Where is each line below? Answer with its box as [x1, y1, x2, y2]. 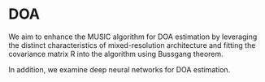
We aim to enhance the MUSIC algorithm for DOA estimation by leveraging [8, 32, 258, 41]
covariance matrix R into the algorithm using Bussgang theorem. [8, 49, 224, 58]
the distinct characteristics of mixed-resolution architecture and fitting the [8, 40, 256, 50]
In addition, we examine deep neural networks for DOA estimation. [8, 64, 231, 74]
